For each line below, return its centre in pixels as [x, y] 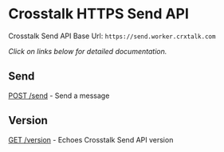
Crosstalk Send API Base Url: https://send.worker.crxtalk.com [112, 36]
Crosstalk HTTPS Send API [99, 14]
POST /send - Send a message [59, 95]
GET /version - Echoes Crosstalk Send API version [91, 139]
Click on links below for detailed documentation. [88, 51]
